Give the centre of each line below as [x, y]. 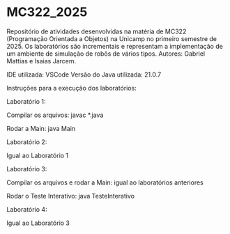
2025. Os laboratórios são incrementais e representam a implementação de [115, 46]
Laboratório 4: [27, 209]
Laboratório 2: [27, 142]
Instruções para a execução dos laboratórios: [71, 88]
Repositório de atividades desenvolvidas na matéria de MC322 [97, 31]
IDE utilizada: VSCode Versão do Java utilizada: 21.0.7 [84, 75]
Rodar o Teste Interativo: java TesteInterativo [71, 196]
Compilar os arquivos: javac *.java [55, 115]
